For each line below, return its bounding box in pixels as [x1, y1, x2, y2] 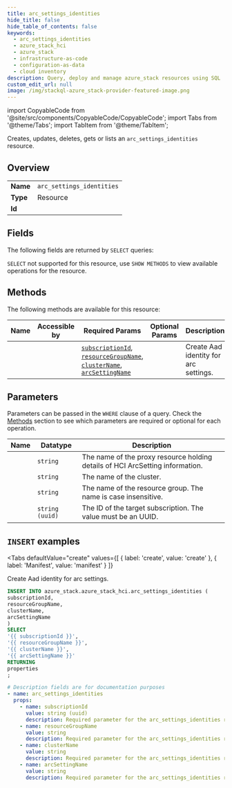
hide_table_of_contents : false [7, 23, 97, 30]
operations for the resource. [7, 266, 88, 275]
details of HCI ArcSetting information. [81, 461, 203, 470]
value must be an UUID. [81, 512, 159, 522]
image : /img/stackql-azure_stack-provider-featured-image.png [7, 87, 190, 94]
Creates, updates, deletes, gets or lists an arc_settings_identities [7, 134, 198, 143]
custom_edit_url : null [7, 81, 72, 88]
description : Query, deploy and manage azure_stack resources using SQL [7, 74, 221, 82]
